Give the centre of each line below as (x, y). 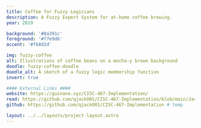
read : (13, 99)
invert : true (22, 77)
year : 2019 (20, 23)
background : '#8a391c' (34, 33)
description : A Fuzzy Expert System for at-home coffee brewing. (89, 17)
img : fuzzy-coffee (29, 55)
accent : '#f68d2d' (29, 45)
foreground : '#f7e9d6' (34, 39)
